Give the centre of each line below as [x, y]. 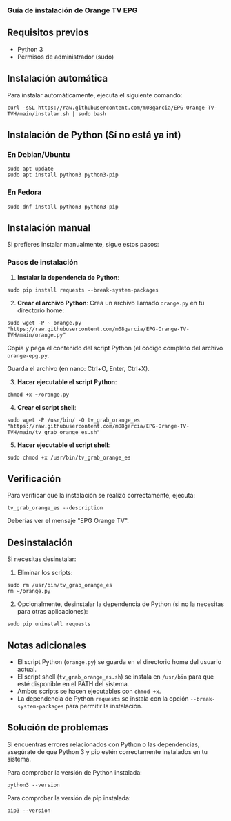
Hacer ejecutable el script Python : [67, 381]
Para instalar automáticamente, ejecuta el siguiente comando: [95, 95]
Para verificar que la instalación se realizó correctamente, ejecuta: [101, 496]
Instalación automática [58, 78]
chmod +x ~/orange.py [38, 395]
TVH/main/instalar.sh [38, 114]
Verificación [34, 479]
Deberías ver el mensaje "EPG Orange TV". [68, 521]
